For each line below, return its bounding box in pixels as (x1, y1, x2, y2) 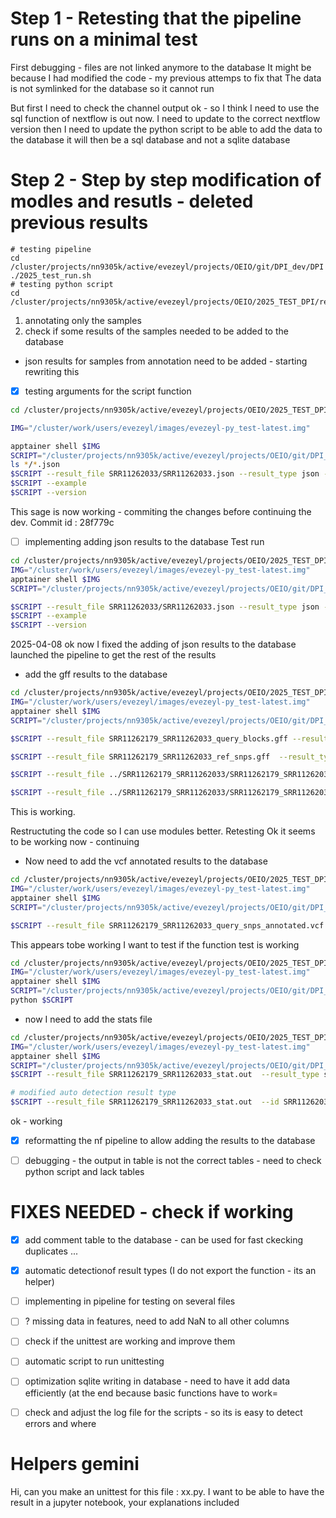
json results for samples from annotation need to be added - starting (24, 355, 308, 367)
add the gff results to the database (24, 668, 168, 681)
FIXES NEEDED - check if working (10, 1201, 294, 1224)
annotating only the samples (24, 314, 142, 326)
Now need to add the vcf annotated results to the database (24, 855, 268, 867)
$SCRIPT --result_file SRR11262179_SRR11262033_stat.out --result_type (10, 1070, 320, 1080)
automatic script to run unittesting (24, 1355, 165, 1367)
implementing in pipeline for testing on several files (24, 1295, 236, 1307)
